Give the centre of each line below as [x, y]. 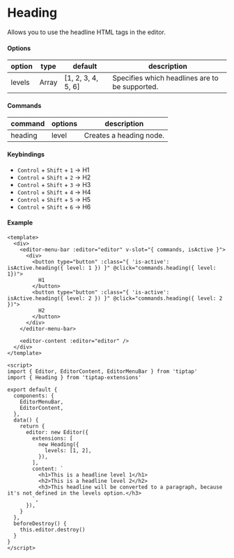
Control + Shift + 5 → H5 [54, 199]
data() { [26, 420]
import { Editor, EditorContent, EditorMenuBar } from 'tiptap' [102, 371]
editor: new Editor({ [57, 432]
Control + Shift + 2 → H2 [54, 177]
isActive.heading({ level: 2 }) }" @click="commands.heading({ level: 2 [115, 298]
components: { [34, 396]
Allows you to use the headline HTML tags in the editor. [86, 32]
